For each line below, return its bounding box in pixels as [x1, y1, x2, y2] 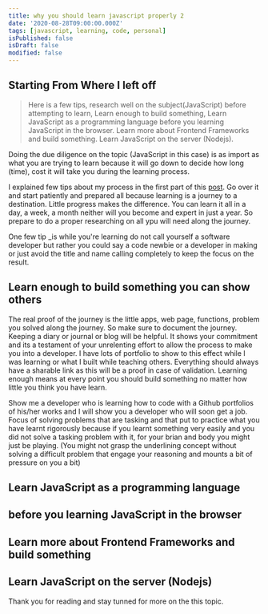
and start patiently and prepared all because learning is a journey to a [8, 190, 238, 200]
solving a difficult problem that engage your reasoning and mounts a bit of [8, 449, 254, 458]
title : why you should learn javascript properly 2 [8, 11, 184, 20]
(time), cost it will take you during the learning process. [8, 166, 190, 176]
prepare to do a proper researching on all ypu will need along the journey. [8, 216, 251, 225]
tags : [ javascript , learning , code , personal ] [8, 26, 166, 34]
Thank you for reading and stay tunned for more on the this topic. [8, 596, 224, 606]
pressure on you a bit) [8, 458, 82, 467]
